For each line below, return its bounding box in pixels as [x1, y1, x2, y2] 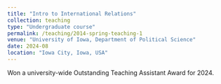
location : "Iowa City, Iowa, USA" [7, 50, 109, 57]
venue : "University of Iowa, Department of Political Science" [7, 36, 196, 43]
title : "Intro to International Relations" [7, 10, 137, 17]
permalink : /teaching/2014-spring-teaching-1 [7, 29, 142, 37]
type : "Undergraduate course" [7, 23, 96, 30]
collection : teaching [7, 17, 71, 24]
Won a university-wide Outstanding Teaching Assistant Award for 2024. [7, 68, 215, 77]
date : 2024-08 [7, 43, 49, 50]
